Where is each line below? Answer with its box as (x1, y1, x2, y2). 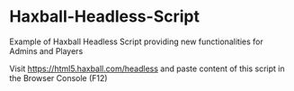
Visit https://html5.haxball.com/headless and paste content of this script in (9, 63, 285, 74)
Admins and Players (9, 45, 84, 56)
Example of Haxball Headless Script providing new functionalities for (9, 36, 263, 47)
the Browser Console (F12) (9, 72, 108, 83)
